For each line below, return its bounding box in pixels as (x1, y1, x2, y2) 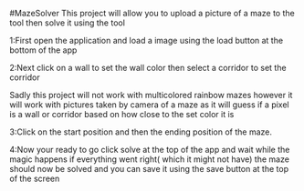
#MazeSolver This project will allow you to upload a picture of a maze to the (9, 8, 295, 18)
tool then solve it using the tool (9, 17, 126, 28)
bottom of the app (9, 45, 78, 55)
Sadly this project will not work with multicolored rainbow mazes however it (9, 90, 293, 100)
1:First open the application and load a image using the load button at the (9, 35, 284, 45)
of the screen (9, 173, 60, 184)
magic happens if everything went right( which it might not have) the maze (9, 154, 290, 165)
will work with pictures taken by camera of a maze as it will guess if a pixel (9, 99, 289, 110)
